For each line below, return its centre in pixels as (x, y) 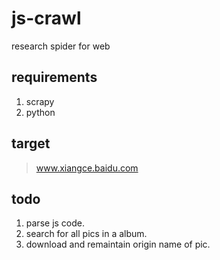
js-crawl (46, 18)
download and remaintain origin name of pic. (118, 244)
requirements (54, 77)
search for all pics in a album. (86, 234)
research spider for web (61, 46)
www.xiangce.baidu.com (87, 168)
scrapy (40, 101)
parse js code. (55, 223)
